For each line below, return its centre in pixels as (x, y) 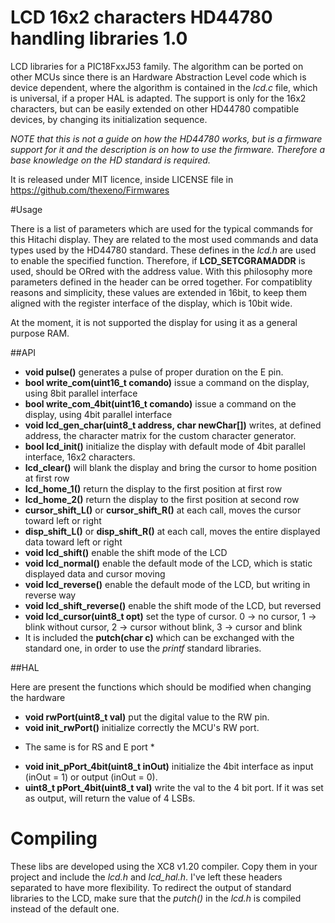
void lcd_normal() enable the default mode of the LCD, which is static (168, 563)
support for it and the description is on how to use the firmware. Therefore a (167, 149)
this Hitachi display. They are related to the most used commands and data (164, 239)
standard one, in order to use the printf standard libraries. (143, 648)
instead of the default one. (65, 908)
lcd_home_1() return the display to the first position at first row (153, 488)
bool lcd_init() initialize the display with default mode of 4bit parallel (165, 446)
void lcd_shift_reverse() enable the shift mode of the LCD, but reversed (173, 605)
